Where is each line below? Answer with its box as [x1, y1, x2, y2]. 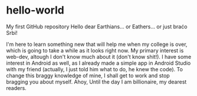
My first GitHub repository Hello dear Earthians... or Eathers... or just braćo [6, 23, 188, 30]
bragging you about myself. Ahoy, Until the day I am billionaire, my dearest [6, 78, 187, 85]
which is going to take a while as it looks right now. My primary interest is [6, 47, 184, 54]
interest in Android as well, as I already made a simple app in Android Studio [6, 59, 191, 67]
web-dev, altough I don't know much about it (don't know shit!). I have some [6, 53, 192, 60]
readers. [6, 84, 27, 91]
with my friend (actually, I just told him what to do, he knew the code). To [6, 65, 183, 72]
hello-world [6, 4, 65, 17]
